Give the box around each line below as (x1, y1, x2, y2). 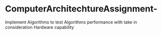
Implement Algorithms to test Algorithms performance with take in (5, 19, 137, 25)
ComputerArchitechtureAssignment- (5, 3, 158, 14)
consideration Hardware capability (5, 24, 74, 30)
